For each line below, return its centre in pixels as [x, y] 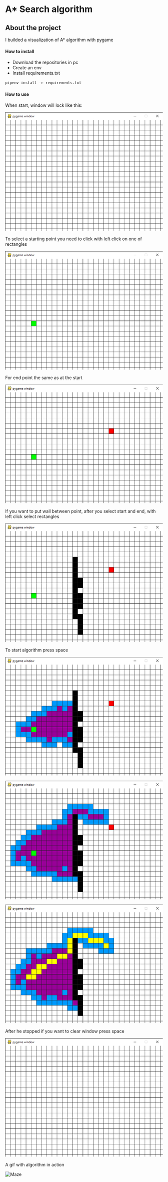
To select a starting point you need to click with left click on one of [74, 239]
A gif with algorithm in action [35, 1165]
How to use [17, 94]
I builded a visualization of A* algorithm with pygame [59, 40]
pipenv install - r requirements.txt [43, 83]
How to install [20, 51]
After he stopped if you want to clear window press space [65, 1031]
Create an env [27, 68]
